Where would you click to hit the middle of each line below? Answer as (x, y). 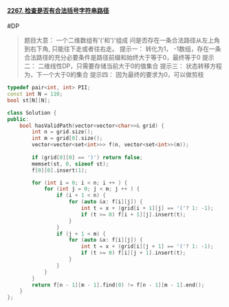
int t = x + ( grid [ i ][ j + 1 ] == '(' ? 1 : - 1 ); (147, 247)
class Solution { (32, 113)
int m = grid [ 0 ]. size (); (67, 138)
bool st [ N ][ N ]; (29, 100)
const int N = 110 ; (35, 94)
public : (18, 119)
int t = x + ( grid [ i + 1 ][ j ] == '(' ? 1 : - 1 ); (147, 208)
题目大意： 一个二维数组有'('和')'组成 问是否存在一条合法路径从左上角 (122, 41)
